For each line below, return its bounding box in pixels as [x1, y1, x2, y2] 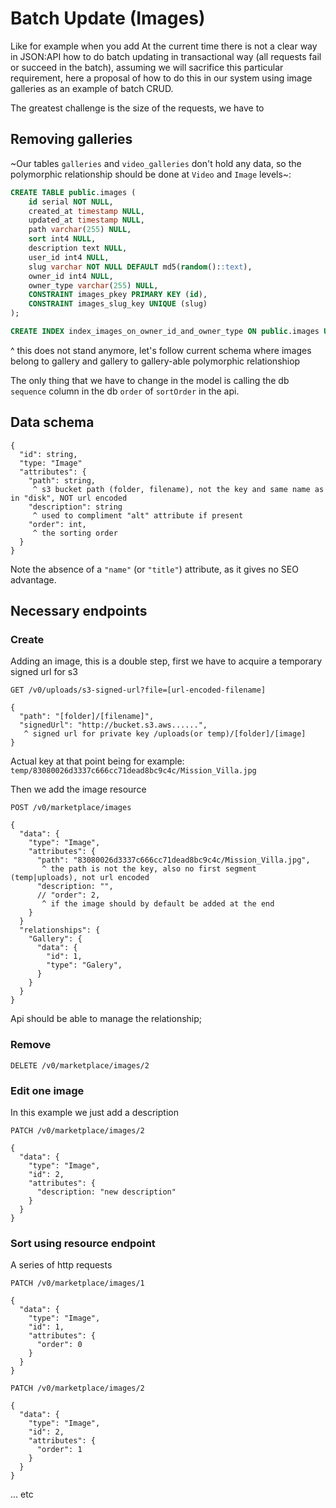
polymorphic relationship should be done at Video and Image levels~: [10, 168, 292, 180]
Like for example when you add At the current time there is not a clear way [10, 40, 318, 52]
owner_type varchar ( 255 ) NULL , [28, 280, 159, 291]
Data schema [10, 414, 95, 431]
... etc [10, 1488, 34, 1501]
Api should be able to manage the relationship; [10, 1013, 203, 1025]
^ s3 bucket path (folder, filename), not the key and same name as [32, 484, 325, 494]
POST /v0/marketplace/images [10, 803, 132, 813]
